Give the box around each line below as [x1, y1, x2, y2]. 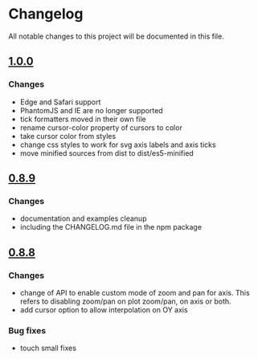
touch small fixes [19, 343, 76, 353]
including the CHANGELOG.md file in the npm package [19, 222, 203, 232]
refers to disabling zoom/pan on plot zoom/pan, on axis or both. [19, 296, 231, 306]
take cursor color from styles [19, 131, 117, 141]
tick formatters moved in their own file [19, 114, 146, 124]
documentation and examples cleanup [19, 214, 147, 223]
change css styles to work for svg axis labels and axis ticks [19, 140, 216, 149]
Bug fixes [8, 324, 47, 336]
